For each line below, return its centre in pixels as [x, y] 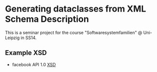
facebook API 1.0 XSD [34, 64]
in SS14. [29, 38]
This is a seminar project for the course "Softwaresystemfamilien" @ [74, 32]
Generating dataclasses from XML [76, 9]
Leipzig [12, 38]
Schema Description [47, 19]
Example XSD [26, 53]
